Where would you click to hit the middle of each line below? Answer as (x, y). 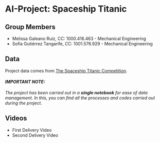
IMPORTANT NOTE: (25, 82)
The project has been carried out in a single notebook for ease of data (76, 93)
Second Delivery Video (35, 135)
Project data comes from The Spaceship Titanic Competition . (66, 71)
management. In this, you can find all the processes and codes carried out (80, 98)
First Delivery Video (32, 130)
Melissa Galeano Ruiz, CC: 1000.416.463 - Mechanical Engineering (79, 38)
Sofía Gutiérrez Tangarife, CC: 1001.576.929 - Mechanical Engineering (82, 44)
